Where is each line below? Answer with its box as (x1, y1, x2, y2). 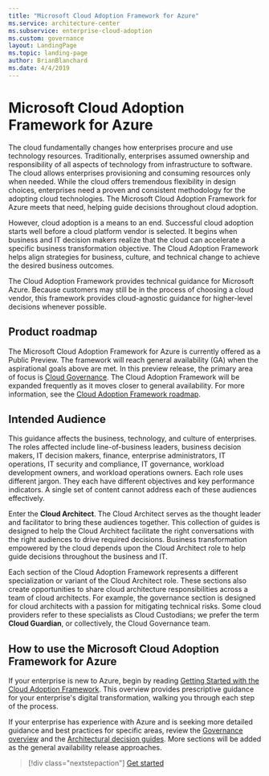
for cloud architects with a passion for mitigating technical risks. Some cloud (8, 602, 262, 611)
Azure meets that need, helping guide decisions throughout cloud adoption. (8, 202, 259, 211)
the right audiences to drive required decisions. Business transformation (8, 535, 247, 544)
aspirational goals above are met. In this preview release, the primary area (8, 363, 253, 373)
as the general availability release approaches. (8, 743, 162, 753)
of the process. (8, 701, 59, 712)
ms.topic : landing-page (8, 49, 88, 57)
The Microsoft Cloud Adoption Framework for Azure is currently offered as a (8, 347, 261, 356)
